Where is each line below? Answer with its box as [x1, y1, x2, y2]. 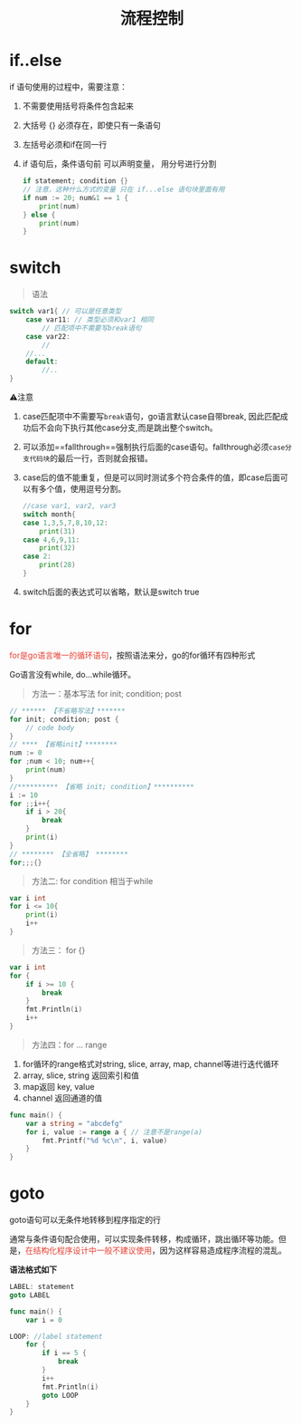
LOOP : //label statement [9, 1332, 103, 1341]
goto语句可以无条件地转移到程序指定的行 [9, 1215, 161, 1226]
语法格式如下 [9, 1265, 57, 1276]
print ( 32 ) [39, 544, 76, 553]
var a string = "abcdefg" [25, 1119, 124, 1128]
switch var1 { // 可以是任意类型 [9, 307, 122, 316]
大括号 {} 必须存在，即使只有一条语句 [22, 120, 161, 131]
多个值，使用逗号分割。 [38, 484, 127, 495]
